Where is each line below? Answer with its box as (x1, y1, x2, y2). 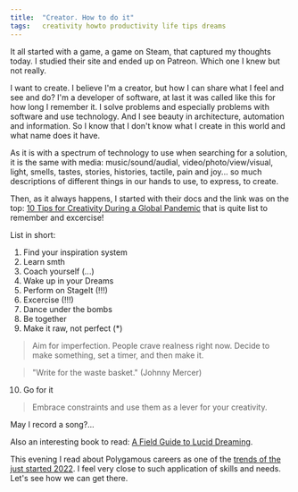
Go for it (22, 384, 54, 394)
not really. (10, 64, 47, 76)
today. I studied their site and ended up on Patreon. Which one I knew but (10, 55, 280, 66)
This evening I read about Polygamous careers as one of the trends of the (10, 454, 282, 464)
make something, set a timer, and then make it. (31, 350, 204, 361)
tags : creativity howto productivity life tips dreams (10, 21, 227, 30)
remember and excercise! (10, 212, 104, 223)
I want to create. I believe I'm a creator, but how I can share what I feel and (10, 82, 285, 93)
